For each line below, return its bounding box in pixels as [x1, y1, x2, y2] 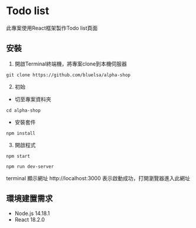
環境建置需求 [6, 194, 53, 204]
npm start [6, 153, 31, 159]
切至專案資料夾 [14, 96, 51, 103]
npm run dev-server [6, 164, 54, 170]
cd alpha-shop [6, 108, 41, 113]
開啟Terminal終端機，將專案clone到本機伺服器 [14, 60, 127, 67]
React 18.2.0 [14, 216, 45, 223]
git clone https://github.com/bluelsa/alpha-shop [6, 72, 131, 78]
